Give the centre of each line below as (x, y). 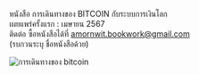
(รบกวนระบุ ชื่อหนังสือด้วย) (49, 44)
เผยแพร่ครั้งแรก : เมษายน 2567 (57, 24)
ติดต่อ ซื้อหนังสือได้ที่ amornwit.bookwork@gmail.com (99, 34)
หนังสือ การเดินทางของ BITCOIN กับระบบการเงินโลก (88, 14)
